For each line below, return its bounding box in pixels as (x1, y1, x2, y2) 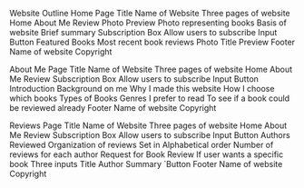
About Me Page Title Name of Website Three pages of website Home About (9, 64, 293, 74)
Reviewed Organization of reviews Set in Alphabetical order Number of (9, 140, 274, 150)
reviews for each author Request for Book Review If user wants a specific (9, 149, 284, 160)
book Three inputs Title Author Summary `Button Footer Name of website (9, 159, 283, 169)
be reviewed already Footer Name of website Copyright (9, 103, 217, 113)
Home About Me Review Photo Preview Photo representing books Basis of (9, 17, 288, 28)
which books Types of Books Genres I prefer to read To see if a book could (9, 93, 290, 104)
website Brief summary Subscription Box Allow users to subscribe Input (9, 27, 278, 37)
